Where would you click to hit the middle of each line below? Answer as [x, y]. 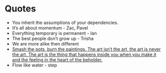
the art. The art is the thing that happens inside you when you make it [84, 54]
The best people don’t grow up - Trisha [53, 38]
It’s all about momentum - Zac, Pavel [50, 27]
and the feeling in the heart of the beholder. [57, 59]
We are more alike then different [45, 43]
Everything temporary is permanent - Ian [54, 33]
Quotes [20, 9]
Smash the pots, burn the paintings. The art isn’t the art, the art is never [86, 49]
